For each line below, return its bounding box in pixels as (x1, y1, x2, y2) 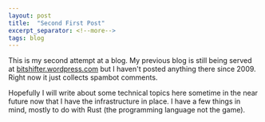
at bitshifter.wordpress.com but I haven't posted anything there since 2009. (8, 65, 257, 74)
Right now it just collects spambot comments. (8, 73, 158, 82)
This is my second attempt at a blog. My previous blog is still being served (8, 56, 253, 65)
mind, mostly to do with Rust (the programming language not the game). (8, 105, 246, 115)
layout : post (8, 11, 52, 20)
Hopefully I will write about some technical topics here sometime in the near (8, 89, 258, 98)
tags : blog (8, 33, 45, 42)
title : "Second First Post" (8, 19, 105, 27)
